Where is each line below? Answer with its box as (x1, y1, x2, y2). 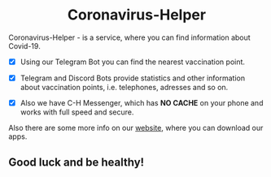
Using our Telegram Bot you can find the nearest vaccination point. (20, 57, 246, 67)
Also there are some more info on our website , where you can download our (8, 123, 264, 133)
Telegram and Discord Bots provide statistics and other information (20, 73, 246, 83)
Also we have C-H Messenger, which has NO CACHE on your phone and (20, 98, 264, 108)
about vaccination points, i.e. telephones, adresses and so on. (20, 83, 229, 93)
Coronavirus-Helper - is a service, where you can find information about (8, 32, 251, 42)
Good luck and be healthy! (8, 155, 145, 169)
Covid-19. (8, 41, 41, 50)
